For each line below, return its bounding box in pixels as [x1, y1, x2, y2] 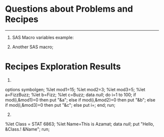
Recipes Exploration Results [5, 61, 121, 72]
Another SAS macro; [12, 44, 54, 50]
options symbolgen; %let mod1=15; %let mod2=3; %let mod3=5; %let [5, 86, 145, 92]
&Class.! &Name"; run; [5, 126, 50, 132]
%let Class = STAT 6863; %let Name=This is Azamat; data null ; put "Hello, [5, 121, 155, 127]
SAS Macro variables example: [12, 34, 74, 40]
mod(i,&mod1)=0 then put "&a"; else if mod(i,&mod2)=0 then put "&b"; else [5, 97, 156, 103]
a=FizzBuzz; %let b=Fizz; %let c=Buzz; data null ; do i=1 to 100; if [5, 92, 136, 98]
